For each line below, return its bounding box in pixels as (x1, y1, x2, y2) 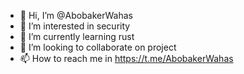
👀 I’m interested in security (19, 20, 131, 32)
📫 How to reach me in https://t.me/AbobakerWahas (19, 53, 234, 64)
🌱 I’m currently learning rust (19, 31, 135, 42)
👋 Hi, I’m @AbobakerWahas (19, 10, 133, 21)
